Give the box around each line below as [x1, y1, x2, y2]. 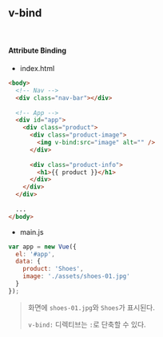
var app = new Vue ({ [8, 243, 78, 251]
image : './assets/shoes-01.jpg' [22, 272, 130, 280]
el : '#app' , [15, 250, 56, 258]
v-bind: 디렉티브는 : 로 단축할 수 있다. [27, 319, 146, 329]
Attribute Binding [8, 46, 66, 55]
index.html [19, 64, 55, 73]
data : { [15, 257, 42, 266]
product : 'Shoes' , [22, 265, 84, 273]
